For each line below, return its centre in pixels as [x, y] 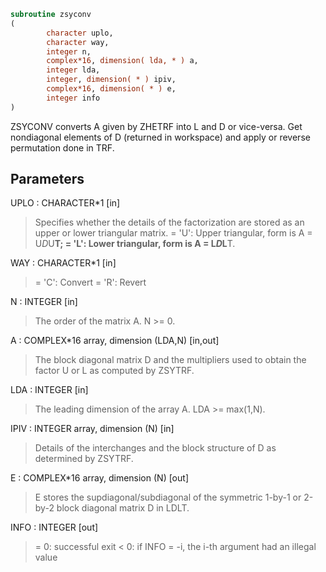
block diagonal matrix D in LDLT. [123, 508]
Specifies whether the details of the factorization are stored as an [169, 222]
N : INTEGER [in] [44, 302]
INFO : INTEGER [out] [54, 527]
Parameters [47, 179]
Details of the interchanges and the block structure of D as [155, 448]
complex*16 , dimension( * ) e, [111, 89]
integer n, [69, 51]
